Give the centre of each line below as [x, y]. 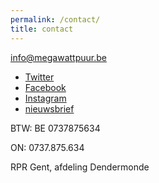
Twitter [39, 77]
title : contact [42, 29]
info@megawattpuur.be [58, 57]
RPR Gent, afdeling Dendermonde [80, 167]
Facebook [45, 87]
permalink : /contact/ [55, 19]
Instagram [45, 98]
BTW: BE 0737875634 [55, 128]
